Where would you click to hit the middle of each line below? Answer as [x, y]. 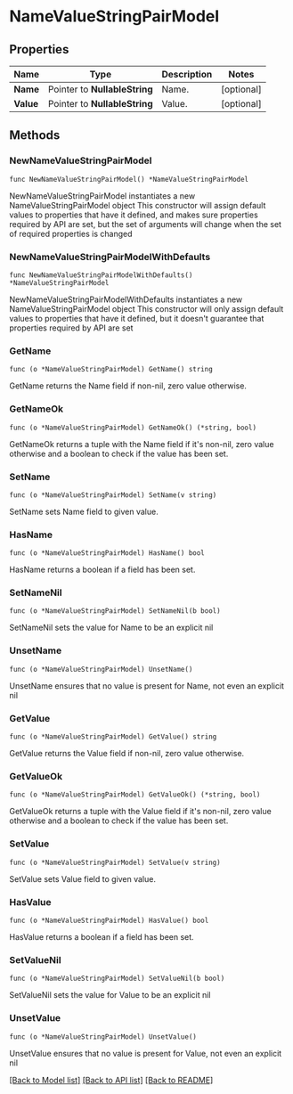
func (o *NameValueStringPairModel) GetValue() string [113, 737]
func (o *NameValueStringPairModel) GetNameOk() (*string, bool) [133, 428]
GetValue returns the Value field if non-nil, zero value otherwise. [127, 754]
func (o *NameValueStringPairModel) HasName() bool [107, 553]
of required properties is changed [71, 233]
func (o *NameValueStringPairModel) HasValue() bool [109, 920]
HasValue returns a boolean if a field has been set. [102, 936]
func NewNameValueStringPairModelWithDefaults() [101, 275]
